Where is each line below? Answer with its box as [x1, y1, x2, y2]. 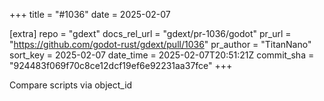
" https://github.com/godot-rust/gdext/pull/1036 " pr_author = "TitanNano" [9, 39, 312, 50]
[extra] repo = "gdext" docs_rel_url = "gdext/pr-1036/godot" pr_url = [9, 28, 292, 39]
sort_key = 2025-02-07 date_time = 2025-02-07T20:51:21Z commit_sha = [9, 49, 315, 61]
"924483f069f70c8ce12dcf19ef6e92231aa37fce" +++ [9, 60, 233, 71]
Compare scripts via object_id [9, 79, 133, 91]
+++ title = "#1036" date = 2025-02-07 [9, 9, 171, 20]
